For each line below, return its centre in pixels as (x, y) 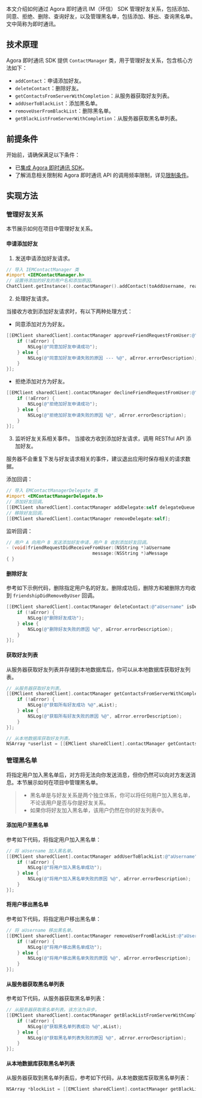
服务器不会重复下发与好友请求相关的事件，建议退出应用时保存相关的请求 (96, 459)
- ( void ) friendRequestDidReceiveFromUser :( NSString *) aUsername (88, 548)
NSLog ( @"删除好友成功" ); (56, 618)
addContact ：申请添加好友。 (50, 81)
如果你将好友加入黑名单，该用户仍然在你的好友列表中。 (98, 810)
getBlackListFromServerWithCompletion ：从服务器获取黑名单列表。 (98, 118)
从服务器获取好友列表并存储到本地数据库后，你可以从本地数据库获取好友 (96, 669)
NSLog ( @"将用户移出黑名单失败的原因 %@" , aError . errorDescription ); (109, 958)
